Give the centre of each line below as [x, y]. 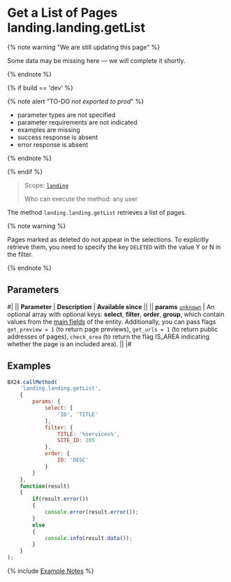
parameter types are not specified [66, 115]
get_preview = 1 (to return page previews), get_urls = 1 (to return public [113, 329]
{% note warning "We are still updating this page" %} [84, 47]
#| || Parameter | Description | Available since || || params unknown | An [111, 306]
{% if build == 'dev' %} [40, 87]
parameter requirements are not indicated [77, 122]
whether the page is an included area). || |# [69, 343]
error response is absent [53, 144]
